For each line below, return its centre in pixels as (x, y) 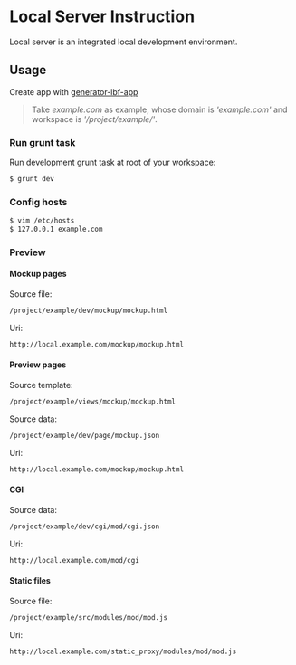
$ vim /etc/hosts (42, 221)
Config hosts (38, 202)
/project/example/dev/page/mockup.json (85, 435)
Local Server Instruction (102, 17)
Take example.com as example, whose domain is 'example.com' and (159, 109)
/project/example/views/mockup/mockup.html (93, 402)
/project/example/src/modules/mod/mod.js (89, 617)
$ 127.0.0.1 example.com (56, 229)
